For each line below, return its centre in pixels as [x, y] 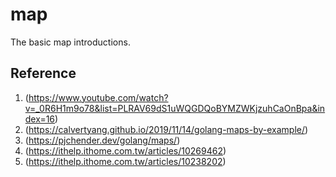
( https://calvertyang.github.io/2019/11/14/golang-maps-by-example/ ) [166, 129]
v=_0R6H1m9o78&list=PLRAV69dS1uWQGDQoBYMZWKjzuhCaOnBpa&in [175, 108]
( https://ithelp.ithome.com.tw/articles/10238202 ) [125, 161]
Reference [43, 73]
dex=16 [40, 119]
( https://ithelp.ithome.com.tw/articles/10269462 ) [125, 150]
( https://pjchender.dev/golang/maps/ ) [102, 140]
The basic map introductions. [70, 42]
